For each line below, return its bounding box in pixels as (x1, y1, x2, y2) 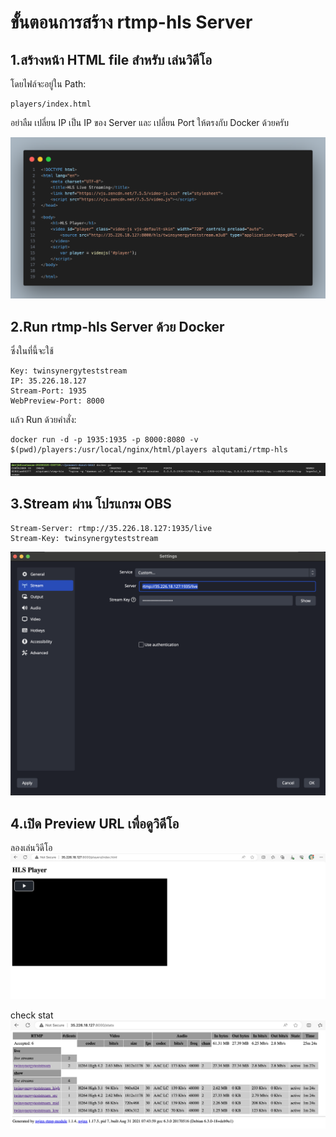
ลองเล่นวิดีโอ (10, 842, 53, 854)
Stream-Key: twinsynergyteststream (10, 533, 159, 543)
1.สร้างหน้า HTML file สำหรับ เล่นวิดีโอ (10, 51, 213, 68)
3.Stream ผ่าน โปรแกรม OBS (10, 496, 172, 513)
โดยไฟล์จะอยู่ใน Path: (10, 78, 87, 90)
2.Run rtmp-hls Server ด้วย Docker (10, 318, 225, 335)
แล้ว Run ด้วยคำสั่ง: (10, 414, 77, 426)
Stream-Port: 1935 (10, 386, 87, 396)
